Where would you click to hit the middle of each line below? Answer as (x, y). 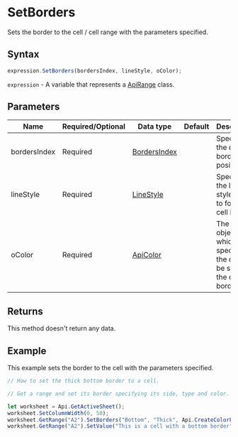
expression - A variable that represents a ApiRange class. (91, 84)
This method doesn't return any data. (62, 328)
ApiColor (147, 255)
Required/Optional (94, 126)
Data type (155, 126)
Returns (25, 311)
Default (197, 126)
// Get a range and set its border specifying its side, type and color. (119, 394)
